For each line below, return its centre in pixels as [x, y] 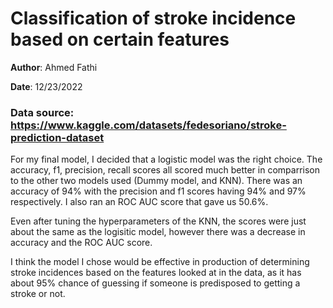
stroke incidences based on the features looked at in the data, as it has [156, 273]
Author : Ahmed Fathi [54, 67]
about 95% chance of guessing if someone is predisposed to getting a [155, 283]
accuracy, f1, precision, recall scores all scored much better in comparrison [165, 170]
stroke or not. [38, 294]
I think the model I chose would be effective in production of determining [160, 262]
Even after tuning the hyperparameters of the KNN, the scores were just [158, 221]
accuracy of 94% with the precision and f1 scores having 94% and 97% [158, 191]
